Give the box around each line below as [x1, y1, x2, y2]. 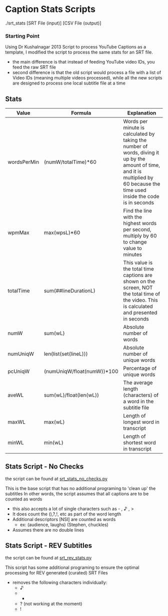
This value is [123, 259, 153, 266]
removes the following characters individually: [12, 579, 107, 585]
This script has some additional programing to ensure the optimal [5, 564, 139, 570]
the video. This [123, 296, 158, 303]
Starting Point [5, 32, 40, 39]
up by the [123, 155, 145, 162]
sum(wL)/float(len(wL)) [43, 391, 99, 398]
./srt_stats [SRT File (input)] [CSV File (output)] [5, 20, 101, 26]
